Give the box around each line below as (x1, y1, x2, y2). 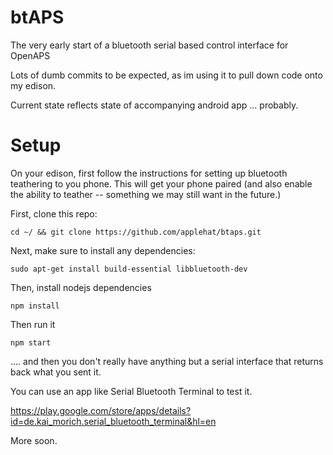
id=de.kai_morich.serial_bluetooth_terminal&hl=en (10, 415, 217, 427)
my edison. (10, 79, 57, 91)
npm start (10, 337, 52, 348)
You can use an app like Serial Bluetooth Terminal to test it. (10, 385, 253, 397)
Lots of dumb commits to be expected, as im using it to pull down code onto (10, 69, 323, 81)
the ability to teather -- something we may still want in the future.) (10, 188, 282, 200)
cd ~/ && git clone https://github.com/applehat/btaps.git (10, 227, 262, 237)
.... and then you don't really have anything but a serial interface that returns (10, 355, 324, 367)
